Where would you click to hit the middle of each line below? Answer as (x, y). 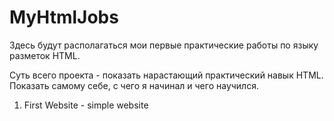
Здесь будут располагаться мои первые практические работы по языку (164, 45)
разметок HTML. (45, 55)
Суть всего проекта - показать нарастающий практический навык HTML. (166, 75)
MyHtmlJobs (64, 17)
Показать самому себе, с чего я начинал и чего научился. (134, 85)
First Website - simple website (86, 105)
